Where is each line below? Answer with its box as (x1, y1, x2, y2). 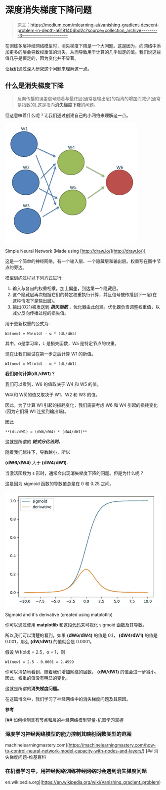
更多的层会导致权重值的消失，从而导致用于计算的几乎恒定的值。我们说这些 (9, 49, 161, 55)
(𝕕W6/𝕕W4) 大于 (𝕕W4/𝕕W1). (5, 459, 68, 465)
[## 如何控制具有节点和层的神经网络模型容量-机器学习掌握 (5, 717, 124, 723)
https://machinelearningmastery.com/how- (68, 742, 156, 748)
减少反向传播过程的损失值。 (12, 310, 69, 316)
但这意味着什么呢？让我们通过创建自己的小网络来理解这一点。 (5, 112, 131, 118)
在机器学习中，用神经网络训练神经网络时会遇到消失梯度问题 (5, 768, 147, 775)
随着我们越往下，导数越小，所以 (5, 449, 70, 455)
